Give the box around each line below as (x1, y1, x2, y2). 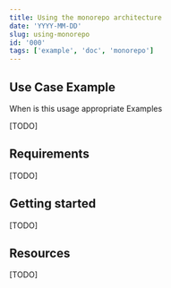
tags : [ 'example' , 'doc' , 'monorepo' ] (9, 47, 154, 55)
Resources (9, 245, 71, 260)
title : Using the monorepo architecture (9, 13, 163, 22)
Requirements (9, 147, 90, 162)
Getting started (9, 196, 97, 211)
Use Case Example (9, 80, 116, 95)
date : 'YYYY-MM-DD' (9, 21, 82, 30)
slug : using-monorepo (9, 30, 90, 38)
